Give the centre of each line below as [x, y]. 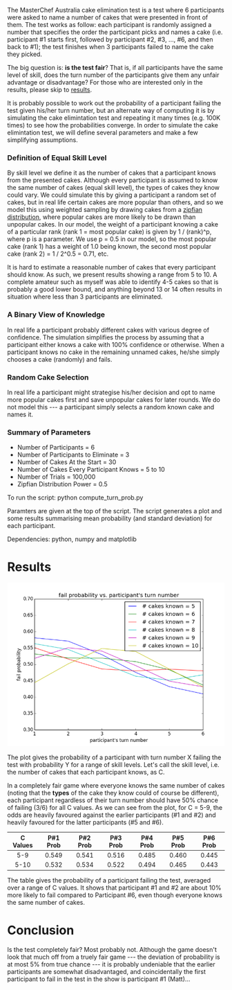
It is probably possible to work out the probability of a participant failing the [114, 103]
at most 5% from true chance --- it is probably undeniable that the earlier [111, 964]
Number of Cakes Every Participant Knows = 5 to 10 [91, 470]
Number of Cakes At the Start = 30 [67, 462]
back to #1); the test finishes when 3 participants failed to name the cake [110, 47]
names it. [20, 414]
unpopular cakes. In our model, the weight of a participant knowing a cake [113, 224]
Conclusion [41, 930]
